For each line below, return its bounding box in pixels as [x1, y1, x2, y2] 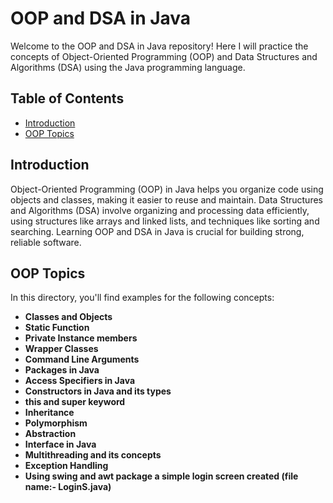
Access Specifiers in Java [24, 375, 136, 387]
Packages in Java [24, 364, 100, 376]
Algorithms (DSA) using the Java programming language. [10, 61, 246, 73]
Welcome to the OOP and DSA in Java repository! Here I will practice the [10, 40, 309, 52]
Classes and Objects [24, 311, 113, 323]
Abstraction [24, 428, 77, 440]
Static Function [24, 322, 90, 334]
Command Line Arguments [24, 353, 140, 366]
